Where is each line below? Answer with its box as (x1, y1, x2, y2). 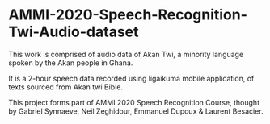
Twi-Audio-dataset (8, 23, 139, 41)
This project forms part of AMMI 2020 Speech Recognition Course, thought (8, 97, 260, 107)
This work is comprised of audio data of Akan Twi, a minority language (8, 49, 244, 59)
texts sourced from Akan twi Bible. (8, 82, 124, 92)
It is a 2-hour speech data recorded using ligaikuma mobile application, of (8, 73, 255, 83)
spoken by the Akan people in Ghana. (8, 58, 133, 68)
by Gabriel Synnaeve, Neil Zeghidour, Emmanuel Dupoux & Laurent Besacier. (8, 106, 264, 116)
